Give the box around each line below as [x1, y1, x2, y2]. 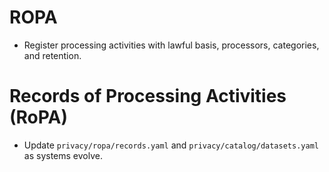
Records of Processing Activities [9, 85, 287, 108]
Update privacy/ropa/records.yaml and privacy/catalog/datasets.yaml [23, 139, 319, 151]
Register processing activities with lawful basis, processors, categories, [23, 39, 320, 51]
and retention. [23, 49, 82, 61]
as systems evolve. [23, 149, 103, 161]
